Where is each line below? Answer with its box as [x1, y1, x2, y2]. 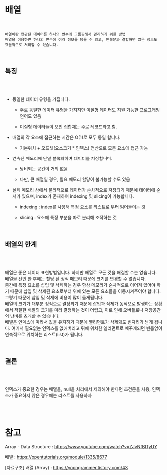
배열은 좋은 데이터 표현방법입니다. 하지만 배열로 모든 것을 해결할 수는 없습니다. [5, 269, 157, 275]
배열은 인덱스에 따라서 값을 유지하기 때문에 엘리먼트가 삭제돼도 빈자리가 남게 [5, 319, 153, 325]
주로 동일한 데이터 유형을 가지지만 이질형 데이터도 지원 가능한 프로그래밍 [19, 107, 160, 113]
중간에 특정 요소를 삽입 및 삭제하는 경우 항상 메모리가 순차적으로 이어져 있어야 [5, 282, 156, 288]
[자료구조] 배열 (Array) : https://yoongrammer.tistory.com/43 [5, 465, 128, 471]
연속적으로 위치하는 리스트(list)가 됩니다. [5, 331, 84, 337]
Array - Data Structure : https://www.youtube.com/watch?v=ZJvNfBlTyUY [5, 444, 157, 450]
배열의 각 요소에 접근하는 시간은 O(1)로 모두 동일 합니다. [12, 134, 121, 140]
